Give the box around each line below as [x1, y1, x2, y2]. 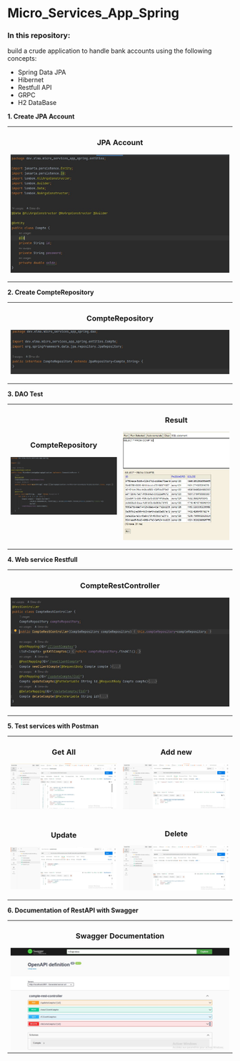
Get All [51, 747, 76, 757]
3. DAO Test [7, 389, 44, 398]
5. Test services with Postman [7, 722, 99, 730]
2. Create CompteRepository [7, 288, 94, 297]
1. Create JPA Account [7, 112, 75, 121]
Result [164, 415, 188, 425]
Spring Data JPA [17, 68, 66, 76]
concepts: [7, 54, 37, 63]
